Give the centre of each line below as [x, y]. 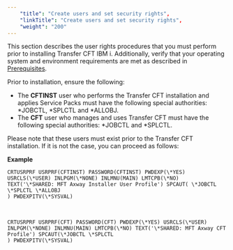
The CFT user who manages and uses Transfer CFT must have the [113, 118]
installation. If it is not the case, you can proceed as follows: [93, 146]
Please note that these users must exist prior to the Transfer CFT [100, 139]
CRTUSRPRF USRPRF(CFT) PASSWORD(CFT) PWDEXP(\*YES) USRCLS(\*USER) [107, 222]
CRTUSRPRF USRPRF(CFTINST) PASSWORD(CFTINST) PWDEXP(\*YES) [97, 172]
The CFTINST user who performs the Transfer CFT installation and [113, 95]
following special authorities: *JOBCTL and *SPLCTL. [95, 125]
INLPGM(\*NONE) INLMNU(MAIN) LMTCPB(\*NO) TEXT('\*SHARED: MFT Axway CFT [117, 228]
